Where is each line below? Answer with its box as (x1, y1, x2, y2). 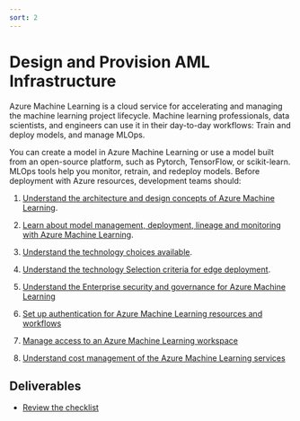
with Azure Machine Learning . (22, 229, 134, 240)
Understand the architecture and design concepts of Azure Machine (22, 192, 276, 203)
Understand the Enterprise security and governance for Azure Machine (22, 281, 286, 292)
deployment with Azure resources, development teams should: (9, 175, 242, 186)
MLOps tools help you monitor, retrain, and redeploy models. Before (9, 165, 260, 176)
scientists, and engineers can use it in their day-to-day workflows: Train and (9, 119, 291, 130)
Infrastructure (9, 71, 117, 91)
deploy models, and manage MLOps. (9, 129, 146, 140)
